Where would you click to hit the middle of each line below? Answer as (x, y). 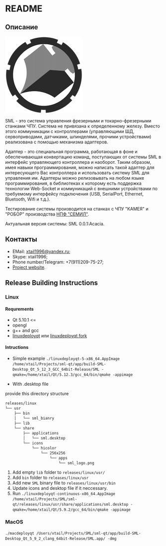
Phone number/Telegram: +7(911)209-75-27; (58, 262)
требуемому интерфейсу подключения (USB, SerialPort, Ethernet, (75, 194)
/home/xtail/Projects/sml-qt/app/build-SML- (59, 364)
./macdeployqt (20, 533)
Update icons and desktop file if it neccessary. (60, 488)
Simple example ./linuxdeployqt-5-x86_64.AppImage (66, 358)
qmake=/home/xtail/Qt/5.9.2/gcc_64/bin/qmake (60, 510)
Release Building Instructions (51, 283)
